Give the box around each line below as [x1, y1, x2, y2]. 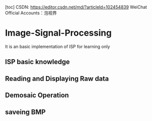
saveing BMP [5, 108, 46, 116]
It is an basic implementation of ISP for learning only [5, 44, 110, 49]
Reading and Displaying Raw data [5, 74, 109, 83]
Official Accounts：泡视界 [5, 10, 57, 16]
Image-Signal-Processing [5, 27, 112, 39]
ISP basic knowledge [5, 58, 70, 66]
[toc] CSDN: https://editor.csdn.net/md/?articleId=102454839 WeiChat [5, 4, 148, 10]
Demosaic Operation [5, 91, 69, 99]
